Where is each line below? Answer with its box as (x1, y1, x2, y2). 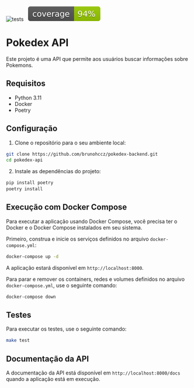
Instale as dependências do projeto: (14, 168, 101, 175)
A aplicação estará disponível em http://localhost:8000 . (6, 264, 144, 271)
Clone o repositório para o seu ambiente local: (14, 139, 126, 146)
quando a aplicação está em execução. (6, 376, 101, 383)
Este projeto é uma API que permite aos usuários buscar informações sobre (6, 55, 189, 62)
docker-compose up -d (6, 253, 59, 259)
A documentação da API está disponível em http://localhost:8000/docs (6, 369, 181, 376)
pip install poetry (6, 180, 54, 186)
